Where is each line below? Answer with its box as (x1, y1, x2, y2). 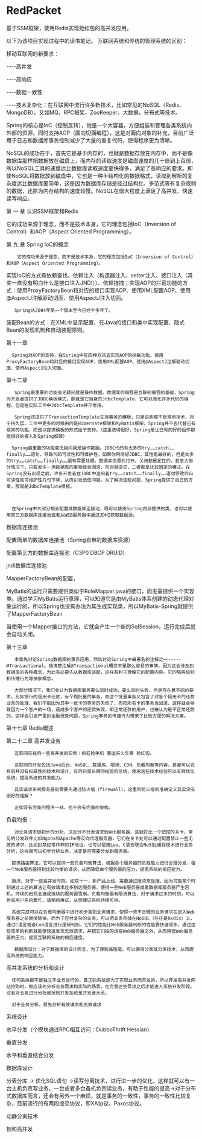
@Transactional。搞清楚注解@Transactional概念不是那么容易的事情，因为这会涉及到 (6, 663, 194, 669)
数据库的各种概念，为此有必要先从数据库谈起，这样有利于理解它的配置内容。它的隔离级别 (6, 669, 195, 675)
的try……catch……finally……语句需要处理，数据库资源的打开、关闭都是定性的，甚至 (6, 458, 185, 464)
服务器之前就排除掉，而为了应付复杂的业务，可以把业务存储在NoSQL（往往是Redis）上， (6, 915, 195, 921)
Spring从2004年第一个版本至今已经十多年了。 (14, 307, 113, 314)
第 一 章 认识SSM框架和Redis (6, 207, 78, 215)
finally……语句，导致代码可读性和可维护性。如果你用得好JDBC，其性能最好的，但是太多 (6, 451, 194, 457)
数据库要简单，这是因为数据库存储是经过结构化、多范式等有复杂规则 (27, 179, 197, 187)
